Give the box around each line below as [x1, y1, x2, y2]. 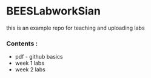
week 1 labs [15, 59, 44, 67]
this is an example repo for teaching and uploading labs [6, 24, 145, 31]
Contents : [6, 39, 38, 48]
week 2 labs [15, 66, 45, 73]
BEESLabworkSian [6, 4, 101, 18]
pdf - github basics [15, 53, 63, 60]
